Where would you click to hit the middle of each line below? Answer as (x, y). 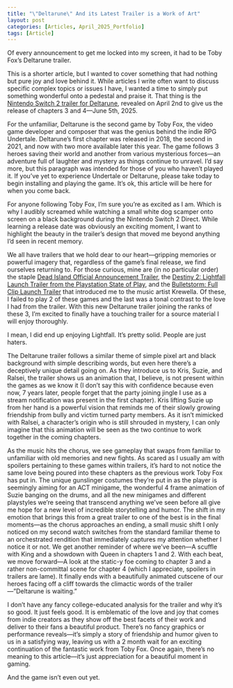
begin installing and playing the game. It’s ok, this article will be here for (110, 183)
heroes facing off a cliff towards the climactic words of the (91, 584)
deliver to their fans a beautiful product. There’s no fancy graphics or (106, 627)
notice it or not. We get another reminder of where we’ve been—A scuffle (112, 547)
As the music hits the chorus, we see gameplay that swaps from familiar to (114, 451)
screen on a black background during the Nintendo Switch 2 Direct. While (113, 219)
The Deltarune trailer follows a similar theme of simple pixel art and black (112, 356)
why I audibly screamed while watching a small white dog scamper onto (110, 212)
